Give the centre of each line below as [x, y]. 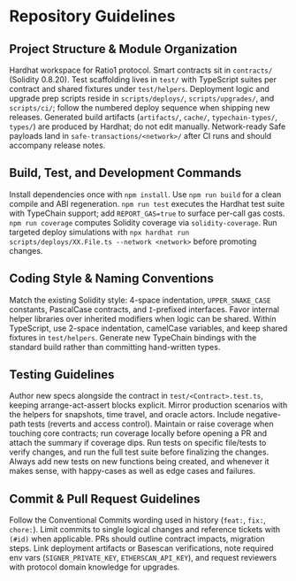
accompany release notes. [57, 145]
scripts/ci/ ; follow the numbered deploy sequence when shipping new [140, 107]
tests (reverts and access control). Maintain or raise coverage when [151, 424]
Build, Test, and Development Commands [125, 173]
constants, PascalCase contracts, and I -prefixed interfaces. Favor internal [144, 309]
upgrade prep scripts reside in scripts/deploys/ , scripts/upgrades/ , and [142, 98]
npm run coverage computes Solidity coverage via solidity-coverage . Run [143, 222]
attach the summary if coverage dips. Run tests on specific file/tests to [138, 443]
